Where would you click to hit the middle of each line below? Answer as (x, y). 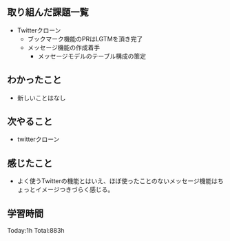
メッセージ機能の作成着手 (64, 48)
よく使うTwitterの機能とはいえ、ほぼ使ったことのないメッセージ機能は (117, 181)
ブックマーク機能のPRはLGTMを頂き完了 (85, 39)
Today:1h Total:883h (36, 231)
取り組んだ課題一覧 (48, 12)
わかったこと (34, 80)
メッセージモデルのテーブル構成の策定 (92, 56)
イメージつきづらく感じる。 (75, 190)
